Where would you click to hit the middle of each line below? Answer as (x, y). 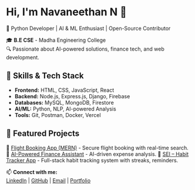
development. (23, 57)
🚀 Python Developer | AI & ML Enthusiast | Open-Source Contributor (88, 28)
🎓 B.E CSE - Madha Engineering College (56, 40)
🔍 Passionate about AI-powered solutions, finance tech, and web (85, 49)
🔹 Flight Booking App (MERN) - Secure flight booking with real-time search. (97, 148)
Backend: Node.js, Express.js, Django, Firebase (72, 96)
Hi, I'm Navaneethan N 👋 (67, 12)
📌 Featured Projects (43, 134)
